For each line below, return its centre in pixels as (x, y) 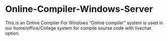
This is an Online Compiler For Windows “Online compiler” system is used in (84, 23)
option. (13, 33)
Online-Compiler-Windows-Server (79, 9)
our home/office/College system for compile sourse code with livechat (78, 28)
